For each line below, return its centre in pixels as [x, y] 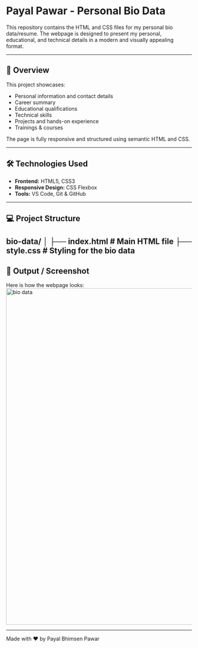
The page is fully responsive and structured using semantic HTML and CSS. [98, 139]
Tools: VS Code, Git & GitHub [50, 194]
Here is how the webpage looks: [45, 285]
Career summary [35, 102]
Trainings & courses [39, 127]
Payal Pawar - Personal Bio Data [86, 11]
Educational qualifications [46, 108]
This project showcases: [36, 85]
